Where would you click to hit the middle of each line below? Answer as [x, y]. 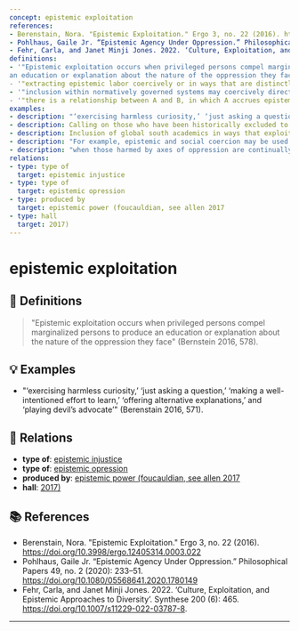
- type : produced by [48, 200]
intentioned [43, 400]
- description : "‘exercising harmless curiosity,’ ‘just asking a [135, 117]
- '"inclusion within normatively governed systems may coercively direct [151, 92]
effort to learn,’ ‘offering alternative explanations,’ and [164, 400]
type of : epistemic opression [75, 469]
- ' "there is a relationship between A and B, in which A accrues [135, 100]
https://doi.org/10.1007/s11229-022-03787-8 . [105, 608]
